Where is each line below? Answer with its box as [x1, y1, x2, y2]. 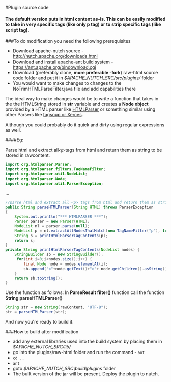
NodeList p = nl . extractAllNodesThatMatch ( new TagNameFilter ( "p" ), [14, 228, 160, 233]
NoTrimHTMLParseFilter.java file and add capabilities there [12, 86, 136, 92]
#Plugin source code [5, 5, 49, 10]
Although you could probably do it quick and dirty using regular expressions [5, 122, 165, 128]
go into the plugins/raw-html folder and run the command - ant [12, 349, 145, 356]
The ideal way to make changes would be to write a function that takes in [5, 96, 159, 102]
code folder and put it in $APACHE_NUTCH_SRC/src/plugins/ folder [12, 75, 154, 81]
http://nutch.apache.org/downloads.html [12, 53, 98, 60]
